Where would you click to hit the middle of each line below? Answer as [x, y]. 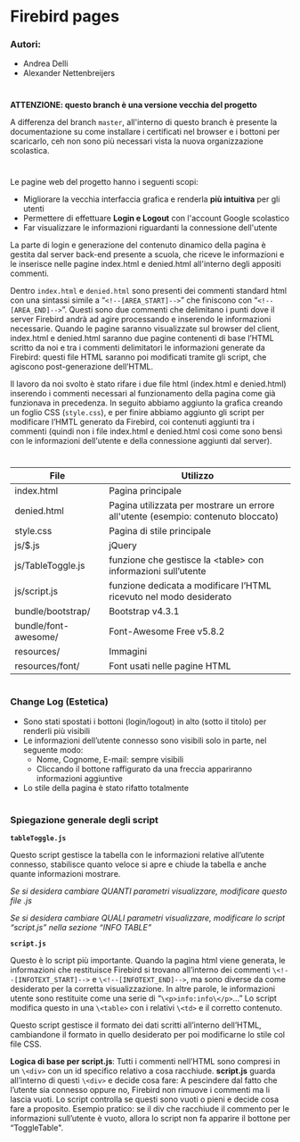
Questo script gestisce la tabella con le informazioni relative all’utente [138, 855]
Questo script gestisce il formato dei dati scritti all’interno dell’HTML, [136, 1025]
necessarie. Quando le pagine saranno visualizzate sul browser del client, [145, 329]
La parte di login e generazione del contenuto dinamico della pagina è [138, 245]
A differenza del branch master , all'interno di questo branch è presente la [144, 121]
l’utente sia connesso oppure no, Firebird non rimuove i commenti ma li [140, 1090]
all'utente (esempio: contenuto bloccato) [194, 517]
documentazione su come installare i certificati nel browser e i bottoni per [145, 131]
